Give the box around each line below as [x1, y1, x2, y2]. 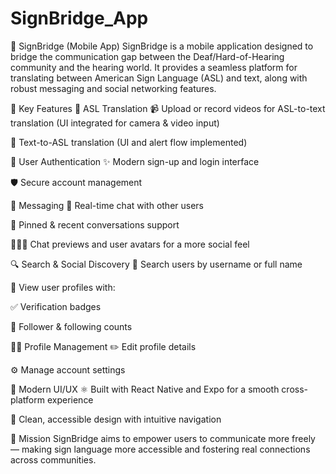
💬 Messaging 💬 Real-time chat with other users [10, 199, 205, 211]
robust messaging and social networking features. [10, 82, 217, 94]
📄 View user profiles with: [10, 281, 116, 293]
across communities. [10, 453, 97, 466]
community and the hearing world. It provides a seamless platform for [10, 61, 298, 73]
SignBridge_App [10, 7, 149, 30]
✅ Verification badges [10, 300, 102, 312]
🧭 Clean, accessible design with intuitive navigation [10, 413, 222, 425]
